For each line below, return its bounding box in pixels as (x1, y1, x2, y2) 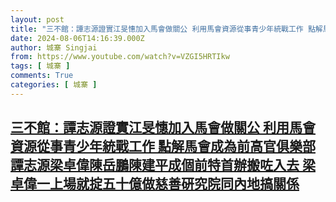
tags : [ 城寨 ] (10, 61, 71, 71)
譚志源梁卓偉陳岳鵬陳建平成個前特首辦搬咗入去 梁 (10, 157, 316, 174)
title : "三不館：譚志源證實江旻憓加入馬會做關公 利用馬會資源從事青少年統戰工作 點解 (10, 24, 323, 34)
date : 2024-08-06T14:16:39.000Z (10, 33, 145, 43)
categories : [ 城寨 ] (10, 80, 98, 90)
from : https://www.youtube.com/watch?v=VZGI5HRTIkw (10, 52, 230, 62)
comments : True (10, 71, 74, 81)
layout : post (10, 14, 65, 25)
